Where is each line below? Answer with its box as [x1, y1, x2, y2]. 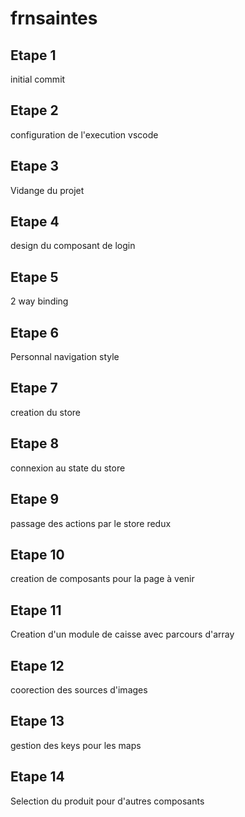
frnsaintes [10, 7, 98, 30]
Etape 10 [10, 546, 65, 563]
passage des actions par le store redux [10, 517, 172, 529]
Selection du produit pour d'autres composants [10, 795, 205, 807]
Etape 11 [10, 602, 62, 619]
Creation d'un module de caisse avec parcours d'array [10, 628, 235, 641]
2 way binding [10, 295, 69, 307]
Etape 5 [10, 268, 59, 286]
